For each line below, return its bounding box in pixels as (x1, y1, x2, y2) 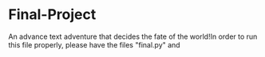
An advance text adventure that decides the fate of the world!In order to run (8, 32, 258, 41)
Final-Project (8, 6, 97, 24)
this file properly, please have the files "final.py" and (8, 40, 181, 49)
